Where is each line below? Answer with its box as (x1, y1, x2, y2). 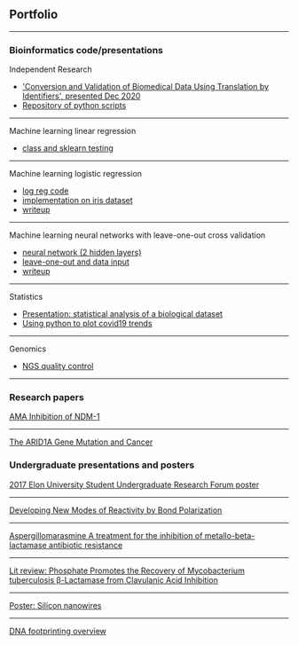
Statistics (9, 292, 43, 303)
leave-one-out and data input (21, 256, 130, 267)
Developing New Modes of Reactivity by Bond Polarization (9, 505, 223, 515)
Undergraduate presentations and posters (9, 459, 195, 471)
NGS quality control (21, 361, 94, 372)
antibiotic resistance (48, 539, 123, 550)
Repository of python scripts (21, 100, 127, 111)
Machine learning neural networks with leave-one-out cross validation (9, 230, 266, 240)
